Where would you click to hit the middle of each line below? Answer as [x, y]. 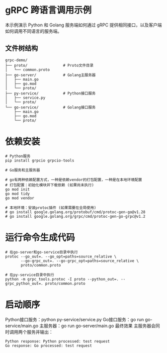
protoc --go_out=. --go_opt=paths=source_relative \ [61, 257]
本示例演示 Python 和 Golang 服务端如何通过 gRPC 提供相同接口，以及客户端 [83, 25]
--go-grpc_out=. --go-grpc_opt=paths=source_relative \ [80, 261]
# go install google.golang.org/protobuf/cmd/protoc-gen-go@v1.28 [75, 212]
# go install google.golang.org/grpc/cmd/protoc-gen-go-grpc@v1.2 [75, 216]
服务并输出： [40, 332]
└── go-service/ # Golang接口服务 [50, 107]
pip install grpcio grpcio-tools [40, 160]
